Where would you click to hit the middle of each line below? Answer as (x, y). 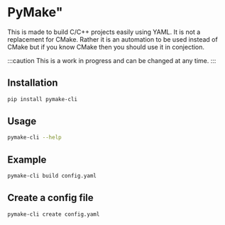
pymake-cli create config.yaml (54, 214)
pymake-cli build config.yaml (52, 176)
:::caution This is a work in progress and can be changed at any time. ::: (112, 60)
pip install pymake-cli (43, 99)
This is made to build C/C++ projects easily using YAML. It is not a (104, 32)
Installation (33, 83)
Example (27, 160)
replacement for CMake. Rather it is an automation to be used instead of (112, 39)
